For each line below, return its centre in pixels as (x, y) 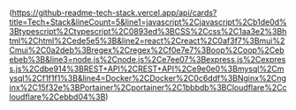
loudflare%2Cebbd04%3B (57, 97)
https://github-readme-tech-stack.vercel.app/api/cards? (114, 13)
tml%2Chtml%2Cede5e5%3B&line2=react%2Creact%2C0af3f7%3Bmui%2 (147, 40)
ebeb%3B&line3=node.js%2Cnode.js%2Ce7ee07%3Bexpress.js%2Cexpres (148, 59)
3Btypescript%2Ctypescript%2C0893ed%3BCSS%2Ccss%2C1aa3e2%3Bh (148, 31)
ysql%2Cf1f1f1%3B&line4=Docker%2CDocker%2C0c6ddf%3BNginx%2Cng (148, 78)
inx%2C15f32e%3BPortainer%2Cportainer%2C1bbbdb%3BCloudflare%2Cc (148, 88)
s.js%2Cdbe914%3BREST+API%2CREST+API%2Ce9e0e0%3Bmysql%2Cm (147, 69)
